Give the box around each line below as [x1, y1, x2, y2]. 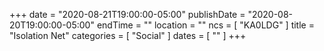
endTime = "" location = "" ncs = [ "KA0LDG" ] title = [96, 19, 315, 31]
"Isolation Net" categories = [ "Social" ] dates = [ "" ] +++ [9, 30, 247, 41]
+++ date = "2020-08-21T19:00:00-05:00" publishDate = [9, 9, 246, 20]
